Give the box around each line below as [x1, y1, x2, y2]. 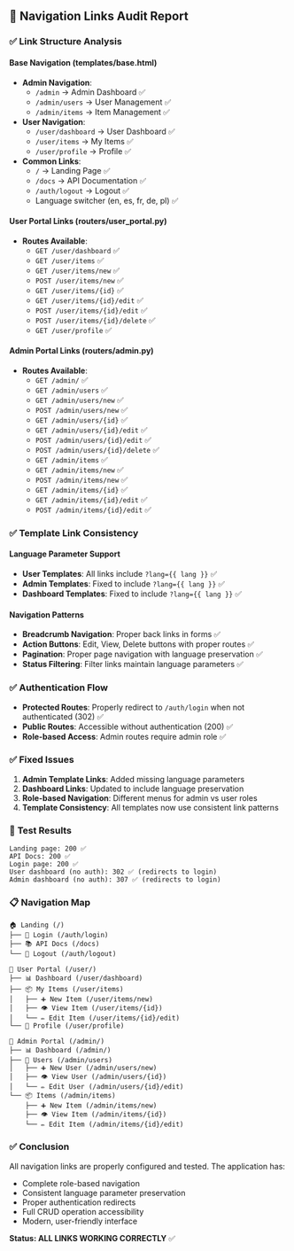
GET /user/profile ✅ [35, 324, 112, 335]
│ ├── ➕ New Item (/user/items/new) [9, 995, 153, 1004]
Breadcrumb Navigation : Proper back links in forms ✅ [21, 629, 221, 640]
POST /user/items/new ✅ [35, 275, 124, 285]
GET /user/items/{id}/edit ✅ [35, 294, 144, 306]
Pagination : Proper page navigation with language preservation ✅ [21, 649, 263, 660]
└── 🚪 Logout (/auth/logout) [9, 950, 117, 959]
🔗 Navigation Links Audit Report [9, 9, 189, 24]
